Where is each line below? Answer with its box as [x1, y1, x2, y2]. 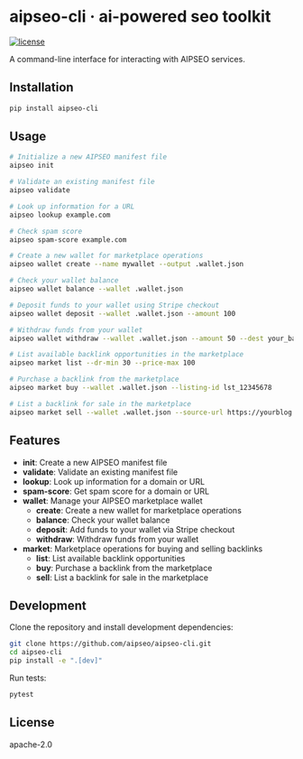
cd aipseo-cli [9, 648, 63, 657]
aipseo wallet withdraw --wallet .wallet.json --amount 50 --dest [9, 334, 264, 343]
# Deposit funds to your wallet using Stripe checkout [9, 301, 220, 310]
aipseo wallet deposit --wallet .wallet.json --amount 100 [9, 309, 236, 318]
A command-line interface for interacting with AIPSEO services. [9, 53, 245, 64]
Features [9, 433, 60, 449]
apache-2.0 [9, 738, 52, 750]
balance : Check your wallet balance [35, 514, 170, 525]
